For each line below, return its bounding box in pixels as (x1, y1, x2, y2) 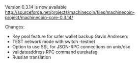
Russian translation (12, 54, 51, 60)
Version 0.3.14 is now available (5, 4, 67, 10)
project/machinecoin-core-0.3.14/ (5, 15, 74, 20)
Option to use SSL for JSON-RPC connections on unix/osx (12, 44, 130, 49)
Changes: (5, 24, 25, 30)
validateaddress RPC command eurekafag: (12, 49, 99, 55)
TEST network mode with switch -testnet (12, 39, 95, 44)
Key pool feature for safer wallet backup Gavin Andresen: (12, 34, 129, 39)
